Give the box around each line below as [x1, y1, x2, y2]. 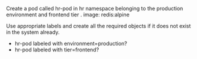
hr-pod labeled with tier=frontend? [14, 46, 99, 53]
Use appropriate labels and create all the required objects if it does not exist [6, 23, 191, 29]
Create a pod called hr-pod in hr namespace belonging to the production [6, 5, 183, 12]
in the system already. [6, 29, 60, 36]
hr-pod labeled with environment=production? [14, 40, 127, 47]
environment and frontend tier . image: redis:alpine [6, 11, 130, 18]
